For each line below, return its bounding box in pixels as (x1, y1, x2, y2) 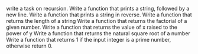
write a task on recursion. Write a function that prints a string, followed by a (6, 5, 190, 12)
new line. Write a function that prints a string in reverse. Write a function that (6, 11, 192, 18)
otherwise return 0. (6, 42, 53, 49)
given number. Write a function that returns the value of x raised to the (6, 23, 177, 31)
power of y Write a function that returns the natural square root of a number (6, 30, 190, 37)
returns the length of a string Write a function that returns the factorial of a (6, 18, 187, 24)
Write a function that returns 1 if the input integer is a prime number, (6, 36, 171, 43)
